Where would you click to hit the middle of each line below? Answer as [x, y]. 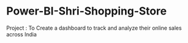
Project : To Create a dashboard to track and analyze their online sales [94, 28]
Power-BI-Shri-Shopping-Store [86, 11]
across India [22, 34]
